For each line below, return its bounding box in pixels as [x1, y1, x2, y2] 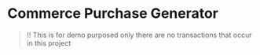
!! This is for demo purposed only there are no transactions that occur [26, 30, 252, 40]
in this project [26, 38, 71, 47]
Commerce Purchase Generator [7, 5, 219, 22]
